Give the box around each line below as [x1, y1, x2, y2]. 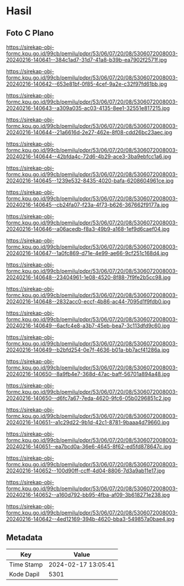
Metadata [6, 532, 43, 543]
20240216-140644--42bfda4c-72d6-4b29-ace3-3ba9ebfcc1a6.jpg [6, 153, 172, 160]
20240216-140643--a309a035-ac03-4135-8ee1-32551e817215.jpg [6, 105, 170, 111]
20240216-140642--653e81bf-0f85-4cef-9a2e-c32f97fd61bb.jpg [6, 80, 167, 87]
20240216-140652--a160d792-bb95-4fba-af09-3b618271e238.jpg [6, 491, 170, 498]
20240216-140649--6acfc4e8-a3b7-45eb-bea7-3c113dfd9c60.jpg [6, 322, 170, 329]
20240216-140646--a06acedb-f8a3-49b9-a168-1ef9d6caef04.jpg [6, 225, 170, 233]
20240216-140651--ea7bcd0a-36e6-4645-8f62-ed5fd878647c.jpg [6, 443, 172, 450]
